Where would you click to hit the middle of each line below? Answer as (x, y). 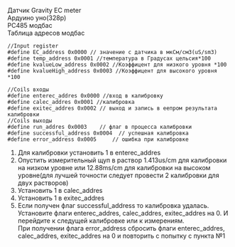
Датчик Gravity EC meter (44, 10)
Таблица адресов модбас (46, 33)
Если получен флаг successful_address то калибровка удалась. (113, 205)
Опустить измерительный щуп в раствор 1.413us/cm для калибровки (122, 160)
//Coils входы (28, 90)
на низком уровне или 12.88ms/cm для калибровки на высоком (114, 168)
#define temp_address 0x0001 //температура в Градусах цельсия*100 (109, 58)
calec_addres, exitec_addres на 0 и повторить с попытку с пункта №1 (121, 236)
